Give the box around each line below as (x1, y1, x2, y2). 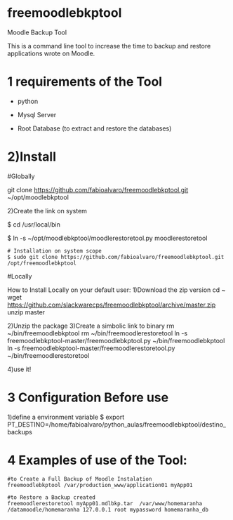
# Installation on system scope (7, 247, 102, 254)
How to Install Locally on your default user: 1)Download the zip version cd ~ (7, 286, 226, 294)
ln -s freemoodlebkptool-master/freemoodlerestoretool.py (7, 344, 175, 352)
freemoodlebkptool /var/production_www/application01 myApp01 (7, 481, 193, 488)
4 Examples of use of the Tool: (7, 452, 187, 468)
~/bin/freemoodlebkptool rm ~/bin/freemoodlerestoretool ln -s (7, 328, 188, 338)
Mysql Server (17, 110, 57, 119)
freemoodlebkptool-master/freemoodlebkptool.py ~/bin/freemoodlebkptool (7, 336, 225, 345)
